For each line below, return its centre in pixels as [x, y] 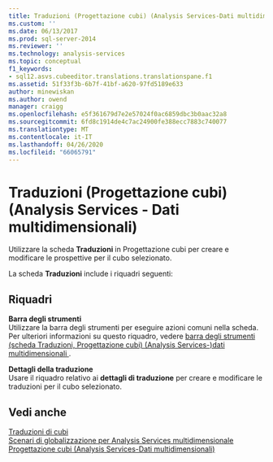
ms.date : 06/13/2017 [43, 31]
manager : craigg [36, 107]
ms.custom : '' [32, 24]
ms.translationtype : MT [49, 129]
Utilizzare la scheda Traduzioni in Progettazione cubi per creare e [119, 250]
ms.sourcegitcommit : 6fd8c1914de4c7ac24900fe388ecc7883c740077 [118, 122]
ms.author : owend [38, 99]
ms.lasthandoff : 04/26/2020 [56, 144]
